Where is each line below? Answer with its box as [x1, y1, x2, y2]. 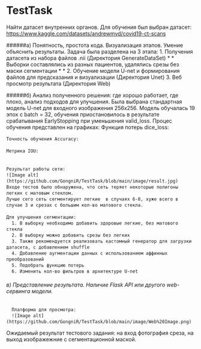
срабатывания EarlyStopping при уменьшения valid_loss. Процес [6, 117, 172, 124]
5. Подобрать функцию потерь [11, 262, 85, 268]
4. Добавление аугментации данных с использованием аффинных [11, 250, 168, 256]
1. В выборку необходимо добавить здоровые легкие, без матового [11, 220, 179, 226]
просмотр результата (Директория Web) [6, 79, 111, 87]
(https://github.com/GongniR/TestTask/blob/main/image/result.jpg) [6, 178, 179, 184]
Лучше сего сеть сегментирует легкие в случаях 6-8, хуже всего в [6, 196, 179, 202]
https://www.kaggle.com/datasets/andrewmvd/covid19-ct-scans [6, 29, 166, 37]
